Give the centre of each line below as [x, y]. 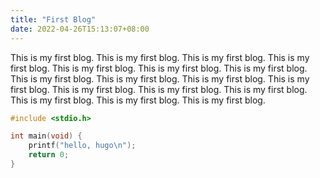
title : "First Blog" [53, 19]
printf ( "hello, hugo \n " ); [82, 146]
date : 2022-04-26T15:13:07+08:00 [80, 29]
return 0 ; [49, 155]
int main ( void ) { [46, 136]
